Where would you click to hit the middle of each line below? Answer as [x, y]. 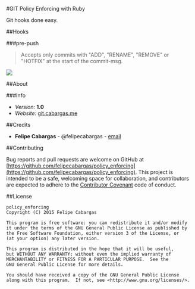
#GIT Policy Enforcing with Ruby [45, 9]
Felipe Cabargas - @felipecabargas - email [68, 136]
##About [17, 84]
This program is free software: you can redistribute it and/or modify [97, 223]
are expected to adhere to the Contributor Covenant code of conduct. [91, 185]
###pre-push [23, 43]
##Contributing [25, 148]
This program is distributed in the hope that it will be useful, [90, 249]
